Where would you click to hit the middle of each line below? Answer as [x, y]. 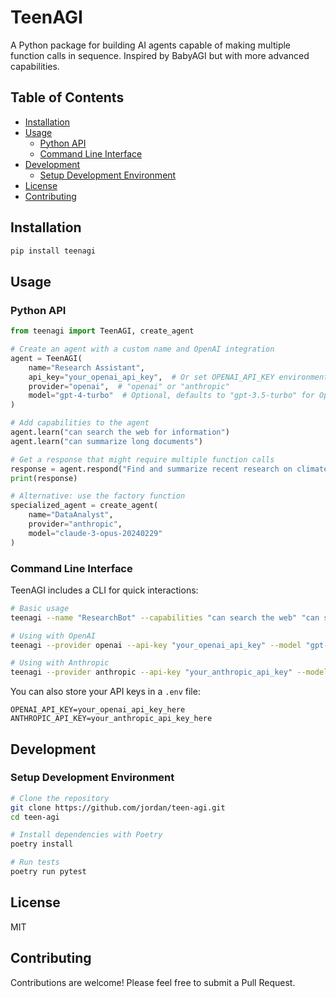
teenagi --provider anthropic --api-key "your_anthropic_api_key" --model [169, 672]
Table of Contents [67, 97]
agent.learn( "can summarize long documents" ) [106, 441]
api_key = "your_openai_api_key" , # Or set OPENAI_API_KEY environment [178, 377]
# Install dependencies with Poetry [86, 835]
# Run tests [35, 862]
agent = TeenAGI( [46, 358]
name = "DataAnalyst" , [71, 515]
